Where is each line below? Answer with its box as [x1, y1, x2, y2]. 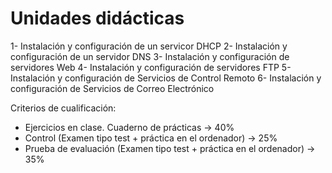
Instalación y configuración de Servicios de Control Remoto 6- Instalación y [10, 72, 322, 84]
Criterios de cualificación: [10, 102, 117, 114]
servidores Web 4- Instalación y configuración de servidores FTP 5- [10, 61, 292, 73]
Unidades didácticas [10, 7, 185, 30]
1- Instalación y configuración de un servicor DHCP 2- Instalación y [10, 40, 288, 52]
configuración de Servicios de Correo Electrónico [10, 82, 215, 94]
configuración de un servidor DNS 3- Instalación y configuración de [10, 50, 290, 62]
